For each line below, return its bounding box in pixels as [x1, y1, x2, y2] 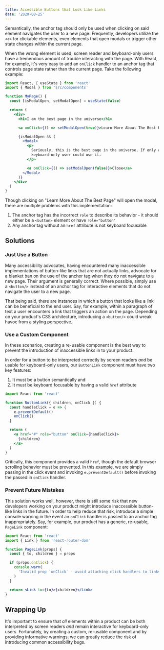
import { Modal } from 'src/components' [5, 85, 89, 90]
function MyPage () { [5, 94, 47, 99]
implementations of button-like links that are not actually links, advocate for [5, 267, 157, 273]
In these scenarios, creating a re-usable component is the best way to [5, 342, 146, 348]
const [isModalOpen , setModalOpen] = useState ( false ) [9, 98, 121, 103]
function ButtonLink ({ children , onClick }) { [5, 400, 102, 405]
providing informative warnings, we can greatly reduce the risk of [5, 634, 137, 640]
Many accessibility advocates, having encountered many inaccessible [5, 263, 146, 268]
